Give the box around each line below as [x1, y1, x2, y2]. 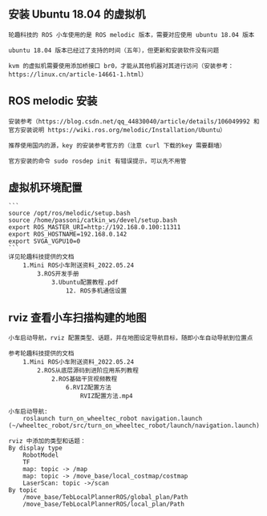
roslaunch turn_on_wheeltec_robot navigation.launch [22, 415, 203, 423]
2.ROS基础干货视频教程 [51, 375, 118, 383]
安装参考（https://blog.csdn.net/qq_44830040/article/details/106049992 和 [8, 117, 260, 126]
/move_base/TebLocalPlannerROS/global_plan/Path [22, 494, 188, 502]
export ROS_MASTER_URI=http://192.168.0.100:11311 [8, 224, 181, 232]
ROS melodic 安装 [8, 95, 98, 108]
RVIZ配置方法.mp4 [79, 392, 134, 401]
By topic [8, 486, 38, 494]
